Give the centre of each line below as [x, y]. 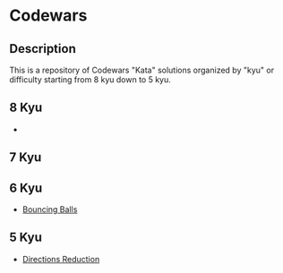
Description [43, 49]
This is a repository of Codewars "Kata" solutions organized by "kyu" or [142, 70]
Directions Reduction [61, 259]
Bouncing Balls [50, 209]
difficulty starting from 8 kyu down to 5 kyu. [90, 80]
